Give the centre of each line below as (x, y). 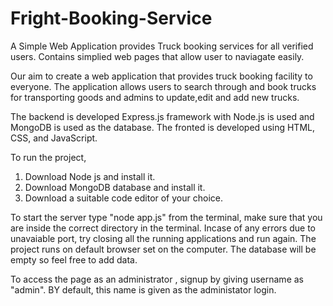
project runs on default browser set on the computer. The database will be (163, 249)
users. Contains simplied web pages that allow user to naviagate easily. (157, 56)
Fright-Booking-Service (111, 18)
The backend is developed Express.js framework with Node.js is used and (162, 116)
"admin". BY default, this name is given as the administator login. (143, 289)
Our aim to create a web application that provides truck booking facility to (161, 76)
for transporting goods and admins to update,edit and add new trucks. (155, 97)
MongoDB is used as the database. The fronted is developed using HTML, (163, 127)
